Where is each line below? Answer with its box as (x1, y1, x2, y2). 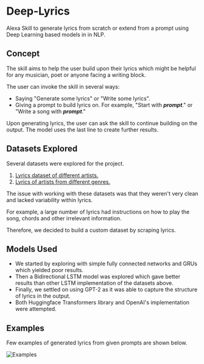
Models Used (6, 243, 58, 254)
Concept (6, 49, 40, 59)
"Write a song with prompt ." (15, 108, 86, 115)
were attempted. (15, 306, 57, 313)
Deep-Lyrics (6, 4, 70, 18)
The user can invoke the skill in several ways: (6, 83, 120, 90)
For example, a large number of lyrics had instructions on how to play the (6, 208, 190, 215)
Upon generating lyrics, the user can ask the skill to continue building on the (6, 119, 198, 127)
